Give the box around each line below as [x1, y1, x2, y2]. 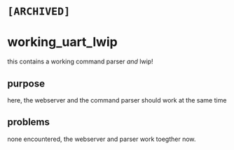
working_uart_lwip [7, 34, 118, 50]
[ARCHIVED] [7, 5, 71, 18]
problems [7, 117, 50, 128]
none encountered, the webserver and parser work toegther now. [7, 135, 196, 143]
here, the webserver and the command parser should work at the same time [7, 96, 227, 104]
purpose [7, 77, 46, 89]
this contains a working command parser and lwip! [7, 57, 153, 66]
